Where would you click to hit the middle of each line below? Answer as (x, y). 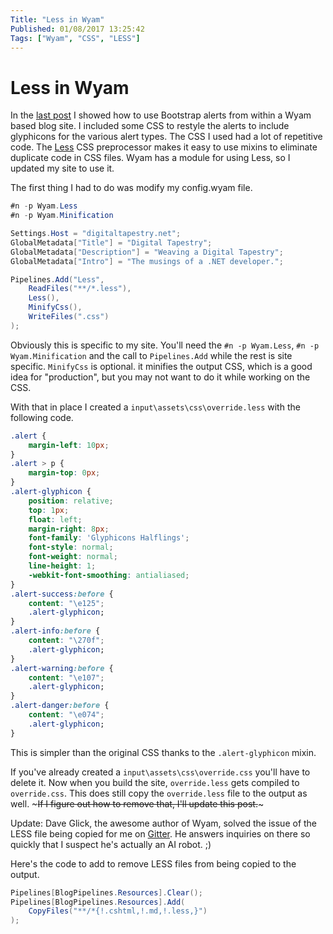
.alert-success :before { (62, 594)
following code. (42, 417)
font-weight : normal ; (73, 557)
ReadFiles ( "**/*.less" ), (80, 289)
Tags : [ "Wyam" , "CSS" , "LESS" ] (75, 38)
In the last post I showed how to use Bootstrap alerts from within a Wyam (161, 115)
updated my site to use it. (62, 168)
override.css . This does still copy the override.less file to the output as (159, 793)
